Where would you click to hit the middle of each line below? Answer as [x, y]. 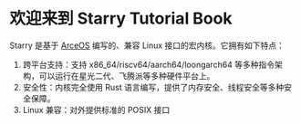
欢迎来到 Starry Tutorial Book [121, 19]
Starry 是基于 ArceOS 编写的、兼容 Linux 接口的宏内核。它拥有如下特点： [147, 45]
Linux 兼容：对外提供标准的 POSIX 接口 [96, 110]
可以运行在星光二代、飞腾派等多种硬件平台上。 [127, 76]
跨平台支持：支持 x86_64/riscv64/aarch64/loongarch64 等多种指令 [149, 64]
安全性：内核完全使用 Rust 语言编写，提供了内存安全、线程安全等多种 [153, 87]
